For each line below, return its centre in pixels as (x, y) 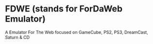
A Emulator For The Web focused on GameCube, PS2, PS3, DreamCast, (76, 32)
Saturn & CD (17, 37)
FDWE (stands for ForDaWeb (64, 9)
